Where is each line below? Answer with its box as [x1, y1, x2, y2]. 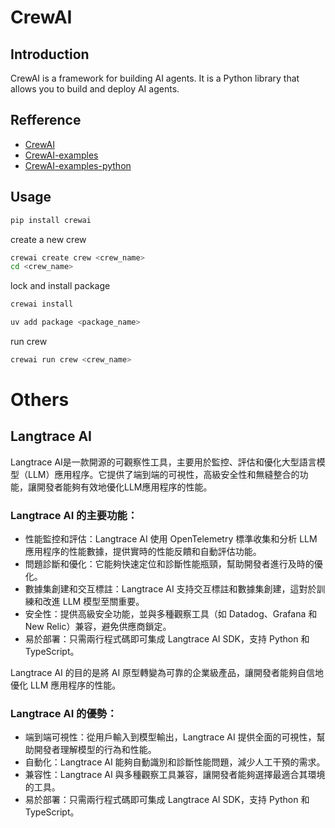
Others [10, 389, 70, 411]
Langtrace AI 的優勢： [10, 707, 118, 721]
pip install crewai [10, 215, 92, 225]
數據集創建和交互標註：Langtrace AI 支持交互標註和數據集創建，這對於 [24, 583, 317, 595]
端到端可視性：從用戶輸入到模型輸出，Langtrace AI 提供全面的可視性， [24, 731, 317, 743]
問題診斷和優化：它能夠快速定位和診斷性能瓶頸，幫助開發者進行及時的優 [24, 558, 323, 570]
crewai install [10, 299, 74, 310]
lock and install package [10, 280, 111, 292]
